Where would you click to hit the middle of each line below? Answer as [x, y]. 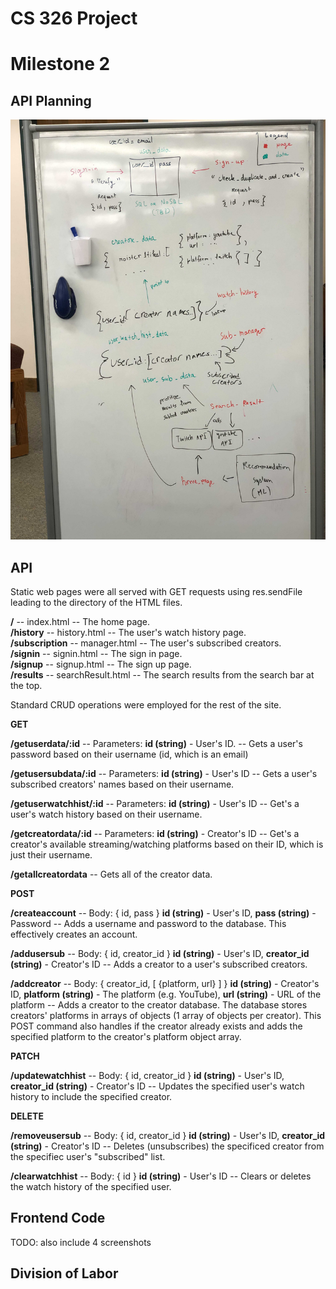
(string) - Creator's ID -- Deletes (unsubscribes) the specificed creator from [167, 1146]
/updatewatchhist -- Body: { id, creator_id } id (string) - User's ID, [147, 1075]
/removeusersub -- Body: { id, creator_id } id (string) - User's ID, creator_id [168, 1135]
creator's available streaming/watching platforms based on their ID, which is [167, 844]
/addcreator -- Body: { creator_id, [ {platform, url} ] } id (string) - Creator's [165, 983]
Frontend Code [58, 1218]
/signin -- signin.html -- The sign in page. [96, 653]
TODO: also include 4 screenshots [81, 1242]
